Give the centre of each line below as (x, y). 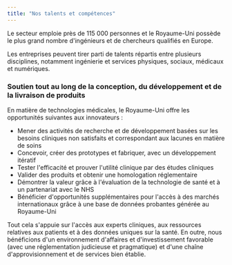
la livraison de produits (46, 95)
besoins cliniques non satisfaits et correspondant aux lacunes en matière (121, 138)
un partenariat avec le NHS (56, 189)
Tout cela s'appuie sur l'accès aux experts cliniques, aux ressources (104, 224)
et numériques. (29, 68)
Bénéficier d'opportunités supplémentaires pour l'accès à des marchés (118, 197)
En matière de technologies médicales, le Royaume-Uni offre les (98, 110)
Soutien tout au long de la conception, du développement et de (115, 86)
